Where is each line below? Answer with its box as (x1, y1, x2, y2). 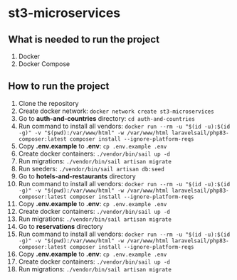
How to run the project (8, 80, 110, 92)
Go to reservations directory (18, 222, 103, 230)
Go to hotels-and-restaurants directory (18, 172, 136, 181)
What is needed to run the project (8, 33, 159, 45)
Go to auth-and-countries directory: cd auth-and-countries (18, 114, 195, 122)
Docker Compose (18, 60, 70, 68)
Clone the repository (18, 99, 79, 107)
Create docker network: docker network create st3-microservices (18, 107, 214, 115)
